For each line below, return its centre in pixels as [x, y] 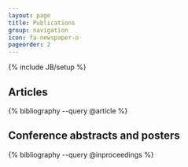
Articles [28, 92]
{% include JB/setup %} [47, 67]
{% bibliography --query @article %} [68, 110]
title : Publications [42, 23]
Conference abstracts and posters [94, 136]
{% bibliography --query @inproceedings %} [81, 154]
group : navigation [38, 30]
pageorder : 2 [29, 45]
